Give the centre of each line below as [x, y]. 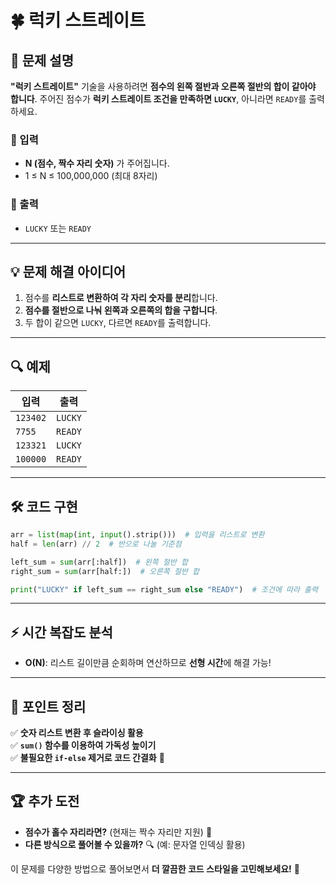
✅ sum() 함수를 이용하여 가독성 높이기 [83, 745]
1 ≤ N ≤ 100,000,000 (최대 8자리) [91, 176]
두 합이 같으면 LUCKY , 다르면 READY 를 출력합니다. [118, 323]
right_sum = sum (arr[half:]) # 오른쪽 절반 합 [105, 571]
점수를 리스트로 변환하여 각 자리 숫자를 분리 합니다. [121, 298]
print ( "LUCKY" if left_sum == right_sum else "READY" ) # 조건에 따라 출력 [164, 589]
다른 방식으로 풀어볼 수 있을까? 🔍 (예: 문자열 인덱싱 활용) [135, 844]
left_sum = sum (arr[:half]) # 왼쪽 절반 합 [99, 562]
